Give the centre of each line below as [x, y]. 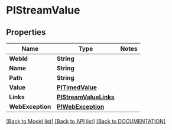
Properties [26, 32]
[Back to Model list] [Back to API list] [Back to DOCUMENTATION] [86, 121]
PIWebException [81, 107]
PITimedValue [77, 87]
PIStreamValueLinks [86, 97]
